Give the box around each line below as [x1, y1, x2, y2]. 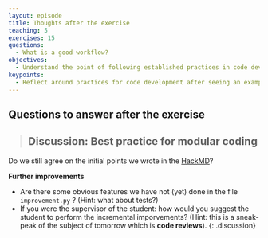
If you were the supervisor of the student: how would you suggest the [19, 204, 250, 213]
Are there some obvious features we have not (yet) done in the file [19, 186, 238, 196]
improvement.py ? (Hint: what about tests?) [19, 195, 159, 205]
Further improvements [8, 171, 85, 181]
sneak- [236, 212, 259, 221]
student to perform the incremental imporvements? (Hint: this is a [19, 212, 235, 221]
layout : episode [8, 11, 62, 20]
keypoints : [8, 71, 45, 79]
